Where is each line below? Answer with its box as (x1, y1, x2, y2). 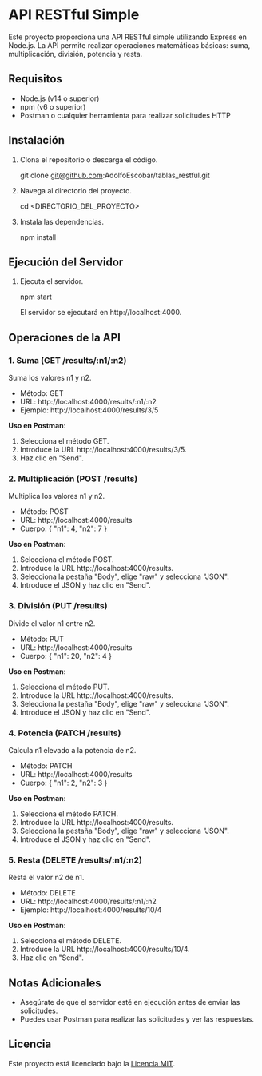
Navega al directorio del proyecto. (19, 185, 132, 195)
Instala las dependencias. (19, 217, 104, 226)
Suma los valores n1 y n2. (8, 373, 92, 383)
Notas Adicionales (8, 976, 101, 990)
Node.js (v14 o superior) (19, 94, 100, 103)
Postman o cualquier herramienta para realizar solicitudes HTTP (19, 110, 232, 120)
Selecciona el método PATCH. (19, 809, 118, 819)
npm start (19, 292, 52, 301)
